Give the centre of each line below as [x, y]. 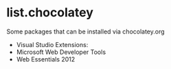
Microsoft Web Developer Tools [61, 52]
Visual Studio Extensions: [52, 44]
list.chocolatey [50, 13]
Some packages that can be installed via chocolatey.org [86, 31]
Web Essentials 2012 [46, 59]
